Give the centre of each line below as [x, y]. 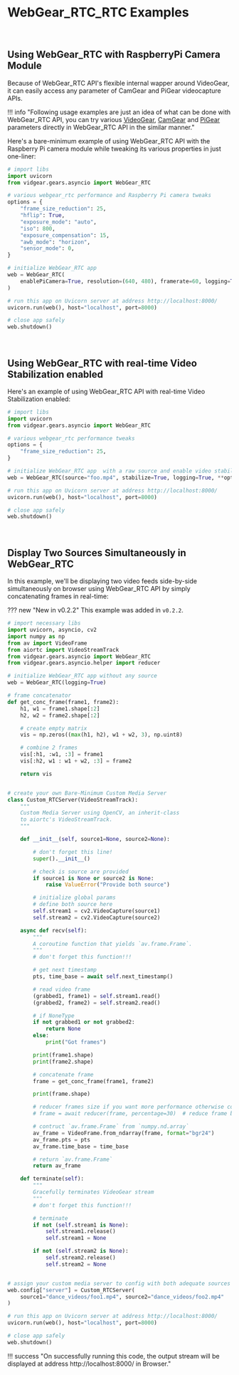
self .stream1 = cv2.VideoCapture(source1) [97, 911]
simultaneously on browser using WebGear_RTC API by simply [99, 589]
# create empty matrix [54, 728]
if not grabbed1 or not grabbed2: [84, 1022]
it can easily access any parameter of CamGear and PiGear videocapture [115, 91]
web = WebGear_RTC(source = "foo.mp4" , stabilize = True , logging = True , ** [116, 478]
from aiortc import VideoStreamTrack [63, 650]
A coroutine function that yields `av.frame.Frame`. [113, 944]
